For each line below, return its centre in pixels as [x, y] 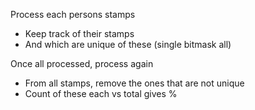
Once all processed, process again [82, 63]
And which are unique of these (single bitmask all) [128, 44]
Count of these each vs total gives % [101, 93]
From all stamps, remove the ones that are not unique [134, 83]
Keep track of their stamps [79, 33]
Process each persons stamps [73, 14]
